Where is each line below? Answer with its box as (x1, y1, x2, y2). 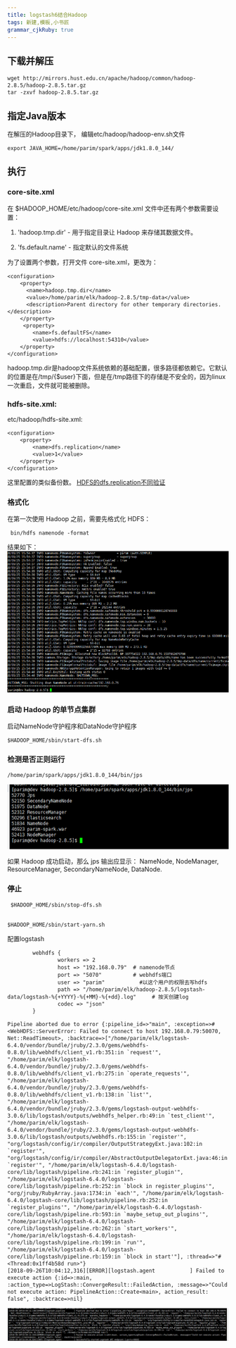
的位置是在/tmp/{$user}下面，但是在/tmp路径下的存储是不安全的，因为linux (7, 372, 226, 380)
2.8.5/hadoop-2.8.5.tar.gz (7, 82, 86, 89)
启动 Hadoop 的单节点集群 (7, 704, 96, 714)
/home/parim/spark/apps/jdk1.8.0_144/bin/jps (7, 772, 143, 779)
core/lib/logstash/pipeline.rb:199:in (7, 1240, 121, 1247)
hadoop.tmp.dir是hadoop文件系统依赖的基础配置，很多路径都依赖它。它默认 (7, 363, 228, 372)
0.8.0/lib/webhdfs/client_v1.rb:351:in (7, 1049, 124, 1056)
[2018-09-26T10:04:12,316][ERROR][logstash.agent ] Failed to (7, 1268, 225, 1275)
